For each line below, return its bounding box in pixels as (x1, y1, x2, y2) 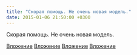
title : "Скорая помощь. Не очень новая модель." (6, 8, 132, 15)
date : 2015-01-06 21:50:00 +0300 (6, 14, 91, 20)
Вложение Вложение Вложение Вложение (6, 42, 116, 50)
